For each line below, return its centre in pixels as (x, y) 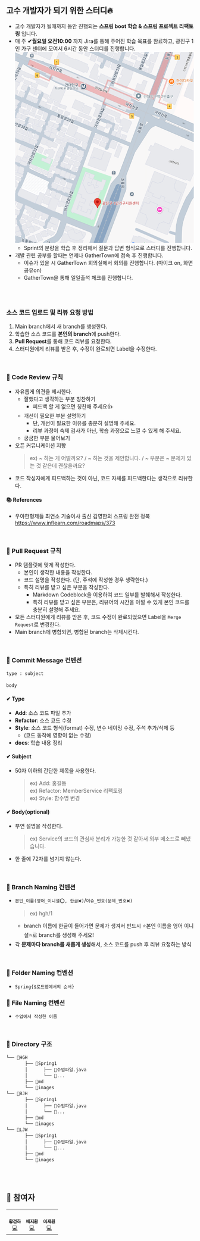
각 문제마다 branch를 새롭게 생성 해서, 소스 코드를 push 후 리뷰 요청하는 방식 (103, 945)
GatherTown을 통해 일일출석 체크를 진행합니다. (78, 278)
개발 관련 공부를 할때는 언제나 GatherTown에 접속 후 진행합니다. (89, 255)
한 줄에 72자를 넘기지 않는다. (48, 859)
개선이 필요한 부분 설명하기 (55, 415)
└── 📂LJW (17, 1130)
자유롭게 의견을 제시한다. (43, 391)
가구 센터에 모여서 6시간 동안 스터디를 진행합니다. (78, 48)
